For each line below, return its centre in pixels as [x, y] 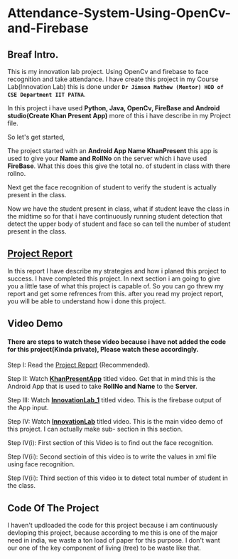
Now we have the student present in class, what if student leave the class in [118, 209]
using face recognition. [41, 464]
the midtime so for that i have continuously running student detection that [115, 216]
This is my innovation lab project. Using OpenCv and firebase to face [108, 72]
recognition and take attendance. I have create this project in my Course [113, 79]
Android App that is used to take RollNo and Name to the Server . [102, 387]
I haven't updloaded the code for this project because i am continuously [113, 526]
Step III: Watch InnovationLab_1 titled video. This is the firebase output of [114, 400]
